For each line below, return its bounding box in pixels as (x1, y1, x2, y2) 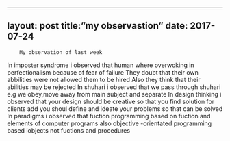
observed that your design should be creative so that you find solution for (7, 97, 215, 105)
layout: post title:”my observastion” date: (7, 20, 188, 31)
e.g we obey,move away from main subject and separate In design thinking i (7, 90, 222, 98)
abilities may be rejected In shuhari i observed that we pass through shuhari (7, 83, 221, 91)
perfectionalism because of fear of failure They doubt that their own (7, 68, 199, 76)
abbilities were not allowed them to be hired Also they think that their (7, 75, 201, 84)
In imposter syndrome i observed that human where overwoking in (7, 61, 194, 69)
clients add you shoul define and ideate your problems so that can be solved (7, 104, 223, 113)
